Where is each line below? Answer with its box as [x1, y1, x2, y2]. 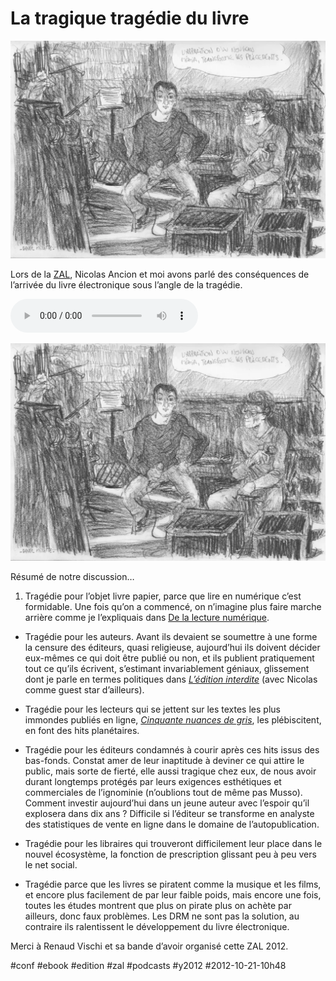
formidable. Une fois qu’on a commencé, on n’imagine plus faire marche [24, 600, 322, 612]
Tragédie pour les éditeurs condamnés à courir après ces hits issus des [24, 743, 320, 756]
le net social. [24, 858, 78, 871]
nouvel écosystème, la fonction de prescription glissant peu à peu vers [24, 848, 317, 860]
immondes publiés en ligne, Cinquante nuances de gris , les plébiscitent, [24, 713, 322, 726]
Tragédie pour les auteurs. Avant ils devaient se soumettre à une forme [24, 630, 318, 642]
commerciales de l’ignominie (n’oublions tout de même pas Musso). [24, 786, 303, 798]
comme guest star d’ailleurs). [24, 683, 145, 696]
